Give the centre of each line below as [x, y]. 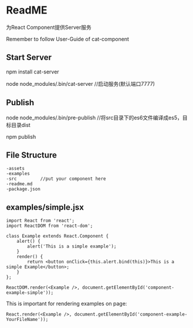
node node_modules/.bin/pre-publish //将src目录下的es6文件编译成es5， [94, 118]
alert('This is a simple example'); [72, 247]
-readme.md [19, 184]
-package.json [23, 189]
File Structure [31, 155]
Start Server [29, 57]
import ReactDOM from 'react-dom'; [50, 226]
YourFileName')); [27, 320]
